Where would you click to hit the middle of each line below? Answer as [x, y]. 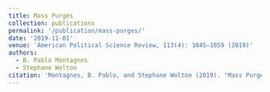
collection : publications [51, 23]
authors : [23, 53]
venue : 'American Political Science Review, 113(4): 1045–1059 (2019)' [131, 46]
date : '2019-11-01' [41, 38]
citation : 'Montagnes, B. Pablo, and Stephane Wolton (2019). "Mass [125, 75]
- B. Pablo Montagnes [52, 61]
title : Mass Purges [41, 16]
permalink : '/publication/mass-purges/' [77, 30]
